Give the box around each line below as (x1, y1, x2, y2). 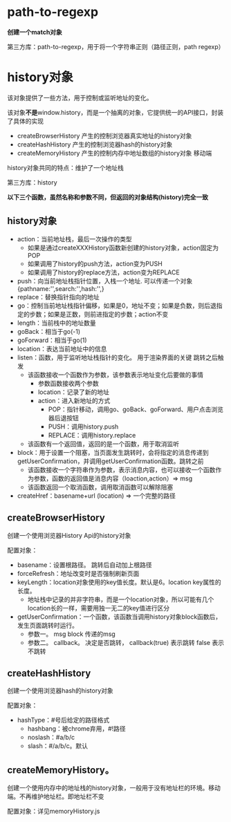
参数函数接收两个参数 (37, 379, 99, 387)
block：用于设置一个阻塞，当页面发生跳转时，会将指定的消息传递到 (17, 448, 209, 456)
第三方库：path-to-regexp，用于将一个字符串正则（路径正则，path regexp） (7, 42, 225, 50)
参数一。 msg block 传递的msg (27, 630, 115, 638)
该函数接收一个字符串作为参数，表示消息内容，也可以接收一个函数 (27, 465, 216, 474)
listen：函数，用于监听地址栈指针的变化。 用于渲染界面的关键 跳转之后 (17, 353, 218, 362)
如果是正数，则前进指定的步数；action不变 (47, 310, 169, 318)
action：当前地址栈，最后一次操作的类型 (17, 234, 133, 243)
